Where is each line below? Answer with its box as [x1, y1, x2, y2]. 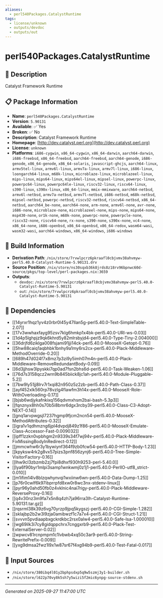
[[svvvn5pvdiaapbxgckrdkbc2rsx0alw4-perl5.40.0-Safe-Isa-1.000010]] [12, 516, 155, 522]
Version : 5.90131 [12, 118, 46, 124]
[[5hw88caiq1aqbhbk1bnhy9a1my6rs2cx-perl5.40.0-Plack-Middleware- [12, 346, 155, 351]
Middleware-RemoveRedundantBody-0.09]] [12, 361, 100, 367]
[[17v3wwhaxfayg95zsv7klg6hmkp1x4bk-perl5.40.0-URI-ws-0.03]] [12, 330, 147, 336]
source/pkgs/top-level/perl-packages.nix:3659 [12, 269, 108, 274]
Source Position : [12, 264, 46, 270]
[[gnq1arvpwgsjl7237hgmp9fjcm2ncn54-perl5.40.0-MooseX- [12, 413, 135, 419]
